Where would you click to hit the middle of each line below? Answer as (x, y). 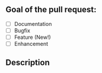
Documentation (33, 24)
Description (28, 63)
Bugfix (22, 30)
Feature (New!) (32, 37)
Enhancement (31, 44)
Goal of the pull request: (51, 10)
